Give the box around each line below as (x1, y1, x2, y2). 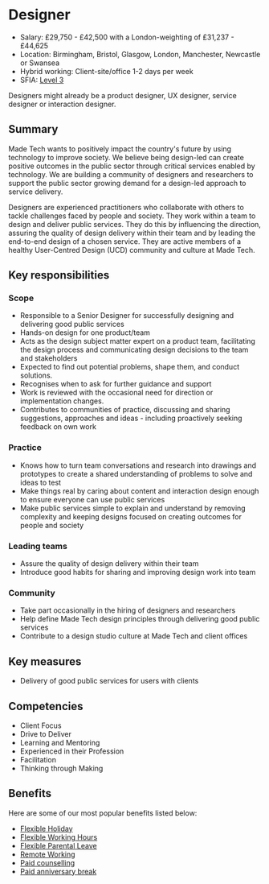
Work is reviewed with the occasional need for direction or (19, 388, 214, 398)
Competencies (8, 699, 84, 713)
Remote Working (19, 849, 75, 859)
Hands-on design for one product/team (19, 328, 151, 337)
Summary (8, 122, 59, 136)
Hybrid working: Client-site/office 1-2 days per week (19, 66, 194, 76)
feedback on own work (19, 422, 96, 432)
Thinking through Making (19, 763, 104, 773)
